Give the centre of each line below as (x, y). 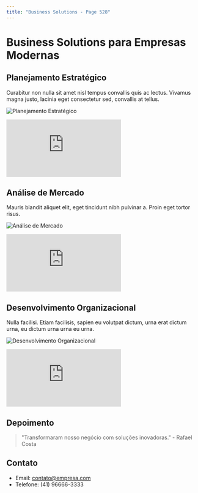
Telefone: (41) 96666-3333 (49, 484)
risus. (13, 214)
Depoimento (30, 423)
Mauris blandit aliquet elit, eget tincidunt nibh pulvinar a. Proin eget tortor (98, 207)
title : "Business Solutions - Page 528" (59, 12)
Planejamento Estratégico (57, 78)
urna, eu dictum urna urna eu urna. (50, 329)
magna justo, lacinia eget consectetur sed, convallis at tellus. (83, 99)
